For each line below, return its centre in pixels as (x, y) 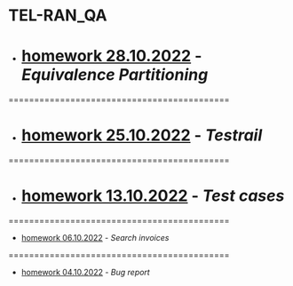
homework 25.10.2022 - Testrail (142, 135)
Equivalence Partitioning (115, 75)
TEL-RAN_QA (58, 16)
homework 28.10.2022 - (111, 56)
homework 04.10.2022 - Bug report (85, 272)
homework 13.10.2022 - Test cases (153, 196)
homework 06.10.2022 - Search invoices (95, 238)
